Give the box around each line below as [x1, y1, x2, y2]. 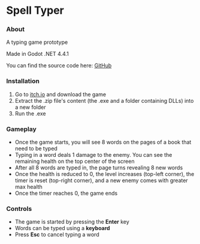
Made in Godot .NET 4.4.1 [6, 50, 69, 58]
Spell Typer [6, 4, 64, 17]
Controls [6, 205, 32, 213]
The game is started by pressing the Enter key [14, 218, 130, 225]
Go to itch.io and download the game [14, 91, 107, 98]
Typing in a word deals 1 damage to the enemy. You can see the [14, 151, 172, 159]
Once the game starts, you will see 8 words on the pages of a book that [14, 139, 192, 146]
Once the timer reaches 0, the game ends [14, 190, 118, 197]
